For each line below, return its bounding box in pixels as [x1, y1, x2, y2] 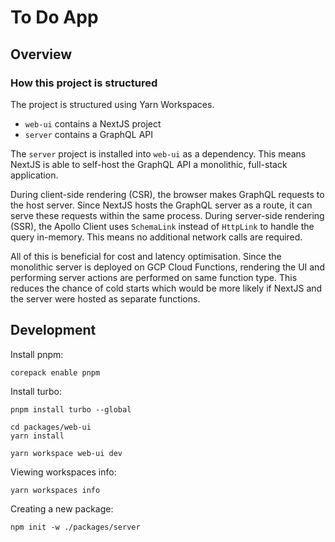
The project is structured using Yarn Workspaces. [10, 98, 215, 110]
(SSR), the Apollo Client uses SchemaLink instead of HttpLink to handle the [10, 220, 315, 232]
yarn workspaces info [10, 485, 101, 495]
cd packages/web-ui [10, 422, 92, 432]
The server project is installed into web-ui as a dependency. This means [10, 147, 307, 160]
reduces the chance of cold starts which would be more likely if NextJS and [10, 282, 323, 294]
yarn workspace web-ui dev [10, 448, 123, 458]
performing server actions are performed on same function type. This [10, 271, 298, 283]
